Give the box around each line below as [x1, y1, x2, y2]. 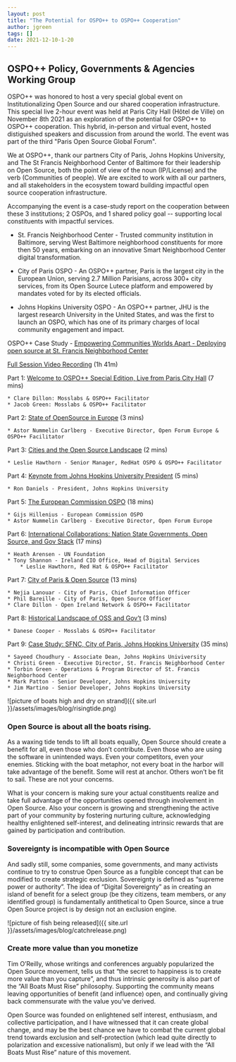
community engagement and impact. [17, 325, 125, 333]
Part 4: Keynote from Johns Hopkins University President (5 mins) [7, 471, 199, 480]
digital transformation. [17, 253, 82, 261]
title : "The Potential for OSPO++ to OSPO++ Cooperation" [7, 17, 181, 24]
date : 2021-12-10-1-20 [7, 37, 74, 44]
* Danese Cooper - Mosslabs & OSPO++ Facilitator [7, 627, 156, 634]
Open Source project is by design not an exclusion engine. [7, 905, 178, 913]
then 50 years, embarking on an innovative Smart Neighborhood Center [17, 245, 226, 254]
